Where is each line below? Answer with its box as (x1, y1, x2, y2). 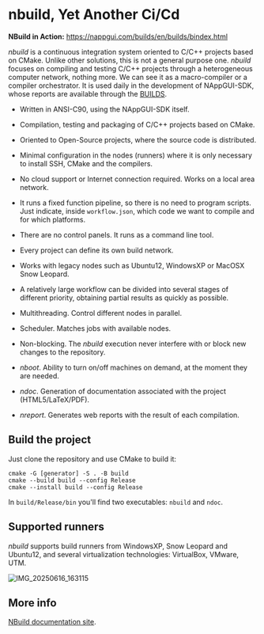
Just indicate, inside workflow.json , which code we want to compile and (19, 206, 255, 215)
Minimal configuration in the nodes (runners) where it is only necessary (19, 150, 253, 160)
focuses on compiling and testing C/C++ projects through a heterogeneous (8, 63, 253, 73)
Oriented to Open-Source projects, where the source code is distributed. (19, 135, 257, 144)
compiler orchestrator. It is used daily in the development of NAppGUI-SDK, (8, 81, 255, 90)
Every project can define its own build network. (19, 245, 174, 255)
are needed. (19, 370, 59, 381)
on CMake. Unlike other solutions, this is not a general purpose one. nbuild (8, 55, 251, 65)
